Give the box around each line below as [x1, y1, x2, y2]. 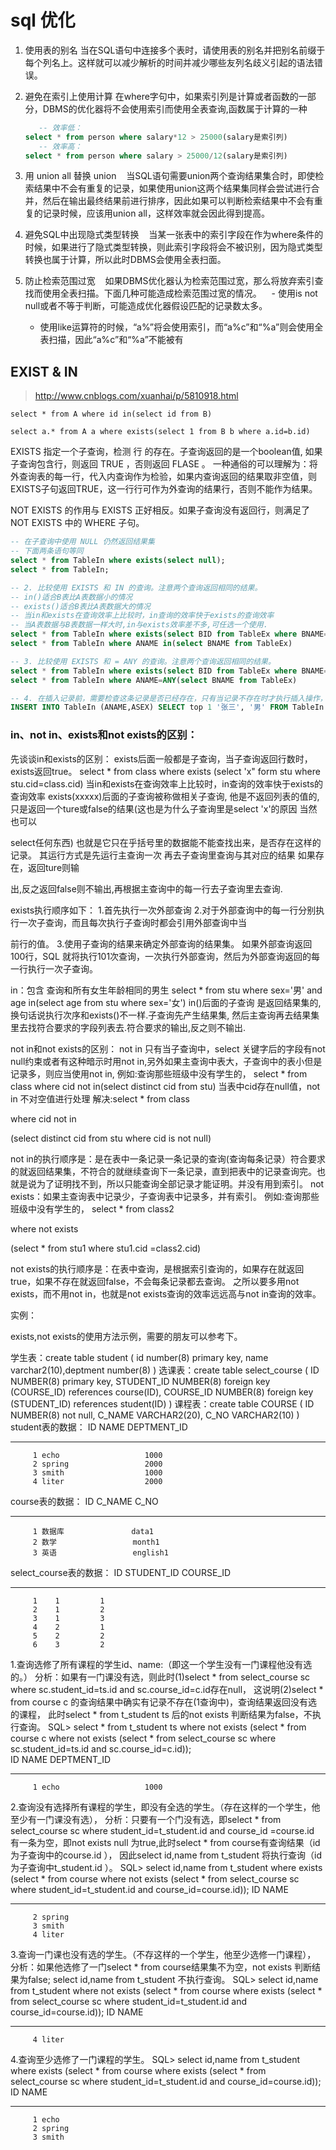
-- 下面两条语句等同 [10, 546, 84, 556]
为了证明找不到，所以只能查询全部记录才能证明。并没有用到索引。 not [36, 1177, 325, 1190]
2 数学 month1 [32, 1537, 160, 1547]
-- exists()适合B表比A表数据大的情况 [10, 601, 151, 611]
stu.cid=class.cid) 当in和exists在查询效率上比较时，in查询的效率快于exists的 [10, 777, 324, 790]
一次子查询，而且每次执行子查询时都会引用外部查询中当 [18, 916, 247, 928]
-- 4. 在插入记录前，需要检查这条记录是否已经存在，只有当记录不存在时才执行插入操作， [10, 693, 328, 703]
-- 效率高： [38, 141, 83, 151]
